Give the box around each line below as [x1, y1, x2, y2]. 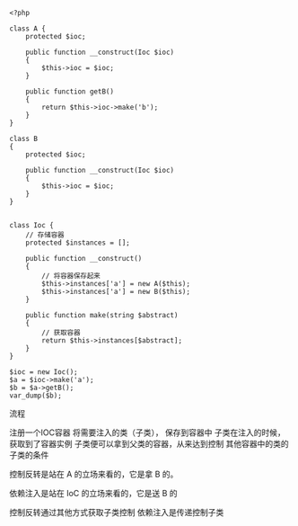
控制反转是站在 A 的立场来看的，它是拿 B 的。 [9, 468, 179, 479]
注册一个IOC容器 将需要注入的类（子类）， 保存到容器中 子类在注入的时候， [9, 427, 285, 438]
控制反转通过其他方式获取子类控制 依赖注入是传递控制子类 [9, 507, 224, 517]
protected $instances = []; [25, 238, 130, 247]
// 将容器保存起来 [41, 272, 101, 281]
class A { [9, 24, 47, 33]
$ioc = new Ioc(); [9, 368, 78, 377]
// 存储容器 [25, 230, 65, 239]
